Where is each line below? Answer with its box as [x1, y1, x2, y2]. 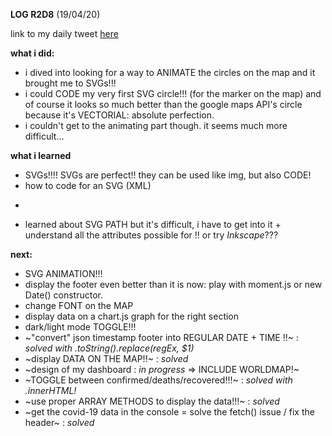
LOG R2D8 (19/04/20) [10, 9, 101, 20]
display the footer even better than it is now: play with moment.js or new [24, 279, 323, 290]
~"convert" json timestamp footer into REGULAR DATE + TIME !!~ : [24, 332, 299, 343]
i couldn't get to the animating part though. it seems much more [24, 120, 288, 131]
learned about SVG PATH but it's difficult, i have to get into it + [24, 219, 282, 230]
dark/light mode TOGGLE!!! [24, 321, 137, 333]
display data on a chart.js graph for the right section [24, 310, 240, 322]
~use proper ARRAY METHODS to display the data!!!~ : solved [24, 395, 280, 407]
